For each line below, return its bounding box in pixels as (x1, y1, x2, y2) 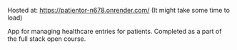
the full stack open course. (7, 35, 86, 43)
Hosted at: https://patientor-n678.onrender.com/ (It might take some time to (7, 6, 231, 14)
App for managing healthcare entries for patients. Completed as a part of (7, 27, 222, 35)
